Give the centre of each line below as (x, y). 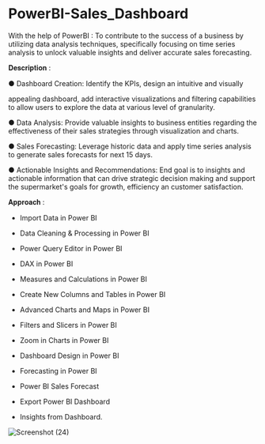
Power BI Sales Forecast (59, 386)
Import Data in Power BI (58, 217)
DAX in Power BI (46, 263)
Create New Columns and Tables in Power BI (93, 294)
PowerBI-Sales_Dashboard (98, 14)
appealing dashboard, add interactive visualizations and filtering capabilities (132, 99)
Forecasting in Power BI (58, 371)
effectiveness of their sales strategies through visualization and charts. (124, 130)
